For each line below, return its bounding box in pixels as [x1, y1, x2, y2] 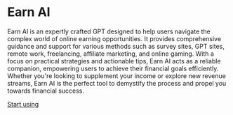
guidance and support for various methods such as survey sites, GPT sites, [7, 42, 225, 50]
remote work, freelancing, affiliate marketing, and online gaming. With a [7, 49, 214, 58]
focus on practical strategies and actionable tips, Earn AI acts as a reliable [7, 56, 221, 65]
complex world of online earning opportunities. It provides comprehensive [7, 34, 222, 43]
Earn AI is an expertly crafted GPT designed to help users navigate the [7, 27, 211, 36]
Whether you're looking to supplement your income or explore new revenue [7, 71, 226, 80]
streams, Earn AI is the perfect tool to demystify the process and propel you [7, 79, 227, 87]
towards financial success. [7, 86, 85, 95]
